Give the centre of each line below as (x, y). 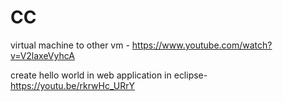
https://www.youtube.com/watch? (202, 45)
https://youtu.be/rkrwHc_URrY (72, 85)
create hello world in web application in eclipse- (109, 75)
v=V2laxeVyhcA (42, 55)
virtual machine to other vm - (70, 45)
